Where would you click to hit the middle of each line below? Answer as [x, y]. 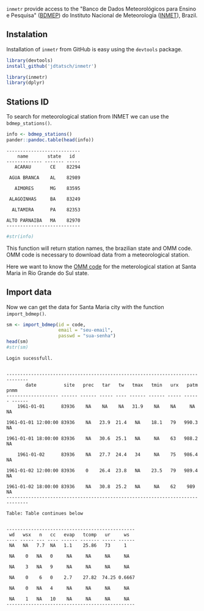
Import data [29, 292]
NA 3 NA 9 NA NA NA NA [69, 567]
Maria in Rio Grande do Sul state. [48, 273]
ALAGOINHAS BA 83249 [45, 199]
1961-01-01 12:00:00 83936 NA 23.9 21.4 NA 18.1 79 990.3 [102, 422]
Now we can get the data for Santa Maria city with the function [85, 307]
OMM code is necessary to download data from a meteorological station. [98, 254]
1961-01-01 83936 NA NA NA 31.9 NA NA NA [106, 406]
